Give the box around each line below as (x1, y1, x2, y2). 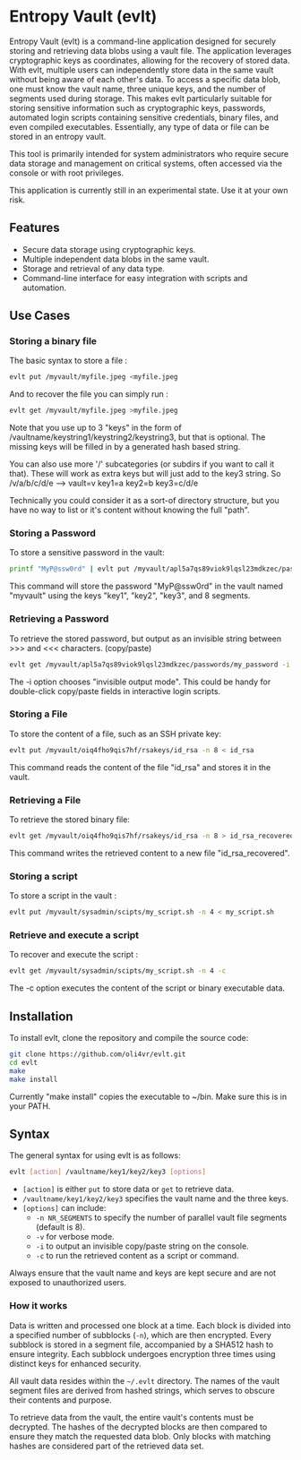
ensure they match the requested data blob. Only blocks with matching (9, 1430, 271, 1441)
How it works (9, 1300, 68, 1312)
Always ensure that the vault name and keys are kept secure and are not (9, 1267, 276, 1278)
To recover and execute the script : (9, 949, 139, 960)
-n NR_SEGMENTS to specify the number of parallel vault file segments (35, 1212, 288, 1224)
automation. (21, 282, 67, 293)
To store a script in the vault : (9, 890, 117, 901)
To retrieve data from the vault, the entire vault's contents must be (9, 1412, 254, 1422)
